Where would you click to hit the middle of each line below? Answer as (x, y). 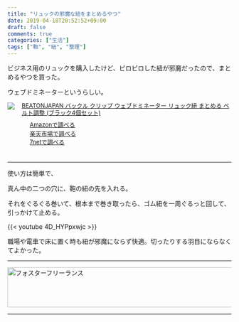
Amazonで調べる (53, 125)
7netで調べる (47, 142)
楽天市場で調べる (53, 133)
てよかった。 (26, 250)
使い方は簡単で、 (32, 173)
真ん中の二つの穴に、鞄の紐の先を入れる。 (70, 188)
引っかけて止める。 (36, 212)
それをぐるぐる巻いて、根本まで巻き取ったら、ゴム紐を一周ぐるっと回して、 (119, 203)
